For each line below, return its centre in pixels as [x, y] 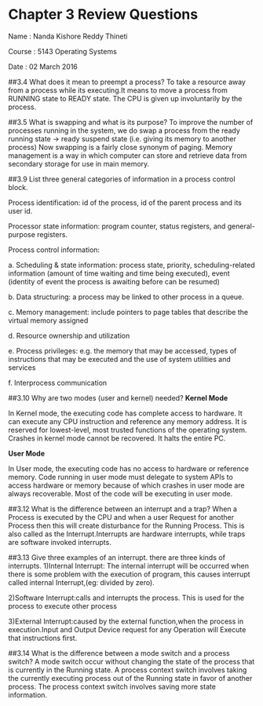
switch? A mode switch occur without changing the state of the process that [131, 661]
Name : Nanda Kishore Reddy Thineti [68, 36]
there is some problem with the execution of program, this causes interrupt [129, 574]
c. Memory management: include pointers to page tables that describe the [128, 312]
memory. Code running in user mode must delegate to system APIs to [121, 477]
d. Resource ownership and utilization [69, 335]
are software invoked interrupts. [60, 542]
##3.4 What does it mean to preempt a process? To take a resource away [127, 82]
